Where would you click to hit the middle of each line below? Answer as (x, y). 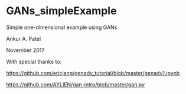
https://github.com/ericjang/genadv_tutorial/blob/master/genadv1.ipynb (93, 73)
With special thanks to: (34, 61)
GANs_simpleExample (61, 11)
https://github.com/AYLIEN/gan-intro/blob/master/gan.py (76, 85)
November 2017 (25, 50)
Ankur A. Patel (24, 38)
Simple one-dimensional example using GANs (62, 27)
